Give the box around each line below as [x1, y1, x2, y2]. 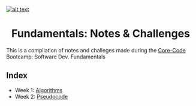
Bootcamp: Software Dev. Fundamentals [6, 53, 106, 60]
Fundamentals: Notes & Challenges [11, 27, 191, 40]
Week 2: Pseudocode [14, 93, 68, 100]
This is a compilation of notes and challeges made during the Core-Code [6, 46, 186, 54]
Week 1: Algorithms [14, 86, 63, 93]
